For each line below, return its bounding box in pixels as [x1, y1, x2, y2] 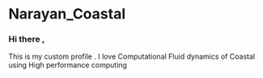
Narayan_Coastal [8, 5, 126, 23]
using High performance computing [8, 60, 128, 70]
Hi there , [8, 34, 45, 45]
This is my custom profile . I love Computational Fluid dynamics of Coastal [8, 51, 256, 61]
